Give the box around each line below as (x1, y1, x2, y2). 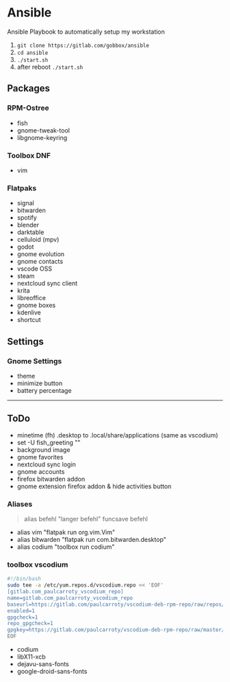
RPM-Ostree (7, 103, 49, 113)
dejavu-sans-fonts (16, 660, 70, 668)
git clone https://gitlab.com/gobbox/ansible (16, 42, 149, 49)
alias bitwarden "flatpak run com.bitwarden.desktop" (16, 536, 166, 544)
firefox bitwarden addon (16, 475, 86, 483)
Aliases (7, 499, 33, 509)
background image (16, 445, 71, 454)
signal (16, 199, 34, 207)
